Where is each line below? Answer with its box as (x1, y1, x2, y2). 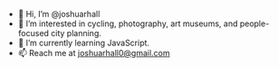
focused (17, 28, 50, 38)
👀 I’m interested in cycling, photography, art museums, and (17, 18, 238, 29)
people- (239, 18, 270, 29)
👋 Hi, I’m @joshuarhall (17, 9, 101, 19)
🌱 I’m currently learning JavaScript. (17, 37, 150, 48)
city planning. (51, 28, 101, 38)
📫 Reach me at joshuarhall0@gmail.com (17, 48, 170, 58)
